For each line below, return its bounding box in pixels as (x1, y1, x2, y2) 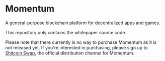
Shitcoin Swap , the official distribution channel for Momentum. (5, 50, 135, 56)
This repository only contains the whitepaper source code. (5, 29, 127, 35)
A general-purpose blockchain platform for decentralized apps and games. (5, 20, 160, 26)
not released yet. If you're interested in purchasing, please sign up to (5, 44, 148, 50)
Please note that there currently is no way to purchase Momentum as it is (5, 39, 157, 45)
